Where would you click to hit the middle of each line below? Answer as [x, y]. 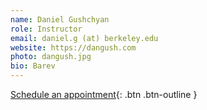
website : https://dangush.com [73, 47]
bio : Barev [33, 66]
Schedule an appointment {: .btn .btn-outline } [104, 94]
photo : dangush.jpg [51, 57]
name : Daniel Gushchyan [60, 19]
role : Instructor [46, 29]
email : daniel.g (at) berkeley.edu [84, 38]
